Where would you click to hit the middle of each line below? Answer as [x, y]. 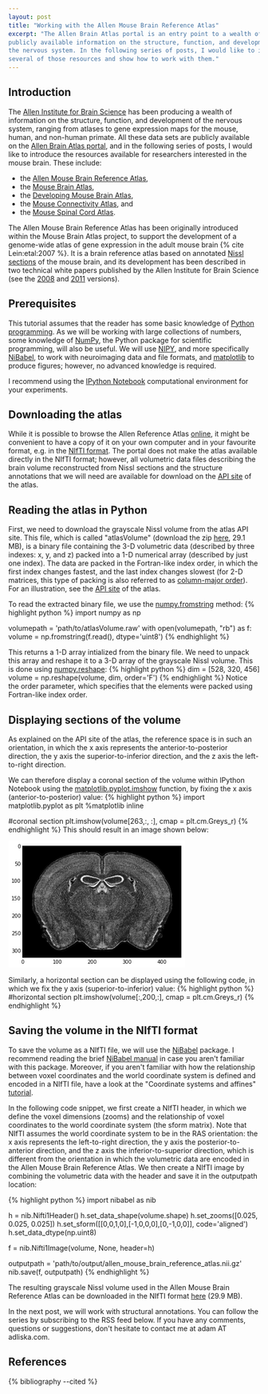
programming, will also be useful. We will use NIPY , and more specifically [129, 349]
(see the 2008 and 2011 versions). [64, 278]
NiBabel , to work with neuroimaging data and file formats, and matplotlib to [132, 357]
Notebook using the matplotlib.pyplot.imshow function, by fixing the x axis [130, 789]
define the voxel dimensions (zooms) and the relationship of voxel [116, 1116]
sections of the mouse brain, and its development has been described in [127, 262]
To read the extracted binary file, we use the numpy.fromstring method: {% [132, 605]
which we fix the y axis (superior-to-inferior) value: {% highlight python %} [131, 989]
